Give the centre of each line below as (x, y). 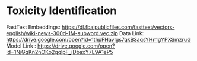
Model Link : (21, 46)
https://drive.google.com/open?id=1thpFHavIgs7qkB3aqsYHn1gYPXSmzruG (99, 39)
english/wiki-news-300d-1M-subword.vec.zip (62, 33)
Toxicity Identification (61, 11)
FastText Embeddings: (33, 27)
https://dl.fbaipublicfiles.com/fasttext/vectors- (118, 27)
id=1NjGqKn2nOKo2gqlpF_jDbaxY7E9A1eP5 (60, 52)
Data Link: (131, 33)
